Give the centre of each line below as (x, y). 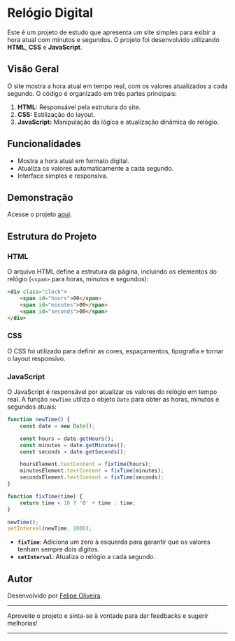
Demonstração (40, 197)
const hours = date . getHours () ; (67, 439)
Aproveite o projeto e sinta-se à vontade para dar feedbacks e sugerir (108, 616)
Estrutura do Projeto (52, 236)
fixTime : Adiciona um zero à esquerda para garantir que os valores (114, 542)
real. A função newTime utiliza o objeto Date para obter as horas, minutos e (113, 400)
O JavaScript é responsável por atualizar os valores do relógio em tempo (112, 392)
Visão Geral (33, 69)
